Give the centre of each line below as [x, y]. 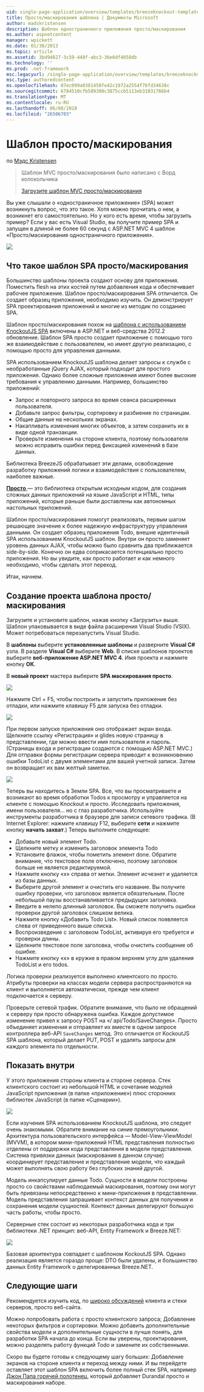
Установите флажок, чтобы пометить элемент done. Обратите [96, 854]
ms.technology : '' [29, 63]
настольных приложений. [39, 508]
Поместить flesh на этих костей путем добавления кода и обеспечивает [100, 287]
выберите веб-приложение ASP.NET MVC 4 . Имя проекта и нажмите [97, 657]
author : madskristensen [36, 23]
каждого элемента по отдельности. [53, 1046]
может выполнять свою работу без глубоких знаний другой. [85, 1168]
